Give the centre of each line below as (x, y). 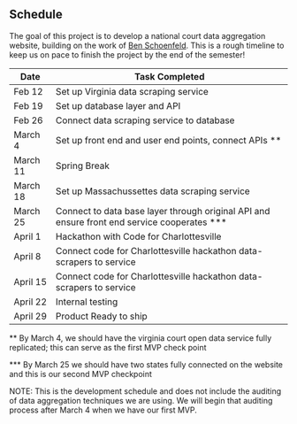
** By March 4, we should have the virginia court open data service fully (141, 338)
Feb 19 (28, 105)
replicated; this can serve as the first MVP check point (108, 347)
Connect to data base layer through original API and (163, 211)
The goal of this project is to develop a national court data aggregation (137, 35)
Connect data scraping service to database (145, 120)
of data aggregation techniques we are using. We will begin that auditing (141, 400)
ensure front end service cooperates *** (141, 222)
